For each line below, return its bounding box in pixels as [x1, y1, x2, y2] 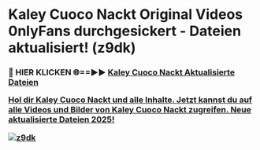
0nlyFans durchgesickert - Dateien [8, 22, 242, 40]
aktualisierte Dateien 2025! [8, 114, 115, 125]
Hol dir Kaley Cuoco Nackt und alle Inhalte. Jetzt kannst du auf [8, 94, 253, 105]
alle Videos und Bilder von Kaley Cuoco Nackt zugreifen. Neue [8, 104, 252, 115]
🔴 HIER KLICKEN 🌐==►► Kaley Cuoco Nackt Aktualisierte [8, 67, 235, 78]
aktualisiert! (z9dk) [8, 39, 136, 57]
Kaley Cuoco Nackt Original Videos [8, 5, 243, 24]
